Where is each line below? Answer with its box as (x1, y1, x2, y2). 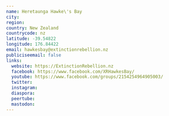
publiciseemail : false (6, 52, 61, 58)
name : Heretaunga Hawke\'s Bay (6, 8, 82, 15)
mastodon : (11, 101, 35, 107)
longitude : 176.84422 (6, 42, 59, 47)
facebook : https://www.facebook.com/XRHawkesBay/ (11, 69, 134, 74)
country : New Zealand (6, 25, 59, 31)
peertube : (11, 95, 35, 101)
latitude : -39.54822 (6, 36, 57, 42)
